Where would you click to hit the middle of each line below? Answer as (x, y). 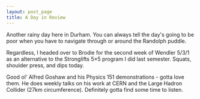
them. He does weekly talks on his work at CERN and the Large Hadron (94, 83)
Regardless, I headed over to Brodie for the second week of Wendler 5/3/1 (98, 52)
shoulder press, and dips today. (45, 65)
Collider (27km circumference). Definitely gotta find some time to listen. (95, 89)
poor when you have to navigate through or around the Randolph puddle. (96, 41)
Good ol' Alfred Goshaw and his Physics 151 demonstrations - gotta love (95, 77)
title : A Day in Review (36, 17)
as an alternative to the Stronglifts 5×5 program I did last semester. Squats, (99, 59)
